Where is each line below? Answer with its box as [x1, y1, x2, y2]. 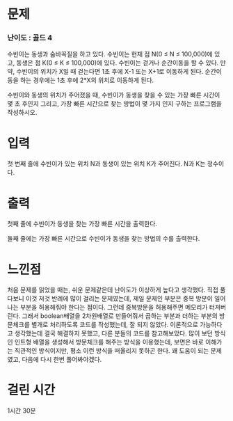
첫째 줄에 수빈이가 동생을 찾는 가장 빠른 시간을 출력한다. [7, 220, 158, 228]
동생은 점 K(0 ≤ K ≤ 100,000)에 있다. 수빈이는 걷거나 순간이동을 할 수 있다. [16, 58, 219, 67]
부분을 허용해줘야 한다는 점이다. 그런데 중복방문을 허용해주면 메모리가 [19, 303, 208, 312]
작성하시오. [7, 109, 38, 117]
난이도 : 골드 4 [7, 33, 53, 42]
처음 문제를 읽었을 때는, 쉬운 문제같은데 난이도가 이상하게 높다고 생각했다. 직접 [7, 286, 219, 294]
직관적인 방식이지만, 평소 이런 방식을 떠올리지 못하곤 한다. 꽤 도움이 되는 [14, 347, 209, 355]
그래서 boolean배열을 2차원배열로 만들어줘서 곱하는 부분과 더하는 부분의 [22, 312, 218, 320]
